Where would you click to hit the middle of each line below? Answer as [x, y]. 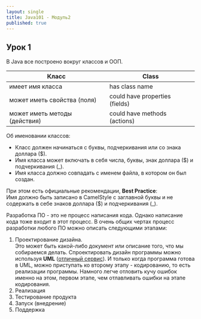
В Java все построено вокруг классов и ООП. [65, 62]
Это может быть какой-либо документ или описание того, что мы [99, 246]
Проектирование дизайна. [48, 240]
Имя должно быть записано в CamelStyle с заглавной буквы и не [90, 197]
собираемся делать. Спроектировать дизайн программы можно [98, 252]
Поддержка [30, 310]
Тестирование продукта [45, 297]
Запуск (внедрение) [40, 303]
